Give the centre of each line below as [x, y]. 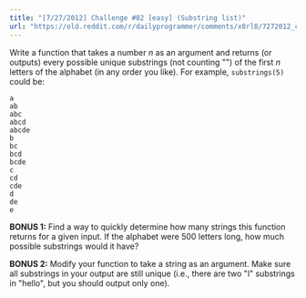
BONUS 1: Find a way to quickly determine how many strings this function [148, 226]
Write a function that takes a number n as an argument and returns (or [141, 52]
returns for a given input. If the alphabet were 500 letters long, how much [147, 236]
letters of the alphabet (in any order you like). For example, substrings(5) [147, 72]
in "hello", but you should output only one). [90, 283]
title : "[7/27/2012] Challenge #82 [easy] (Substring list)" [128, 18]
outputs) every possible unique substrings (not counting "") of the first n [145, 62]
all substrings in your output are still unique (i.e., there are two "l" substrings [153, 273]
